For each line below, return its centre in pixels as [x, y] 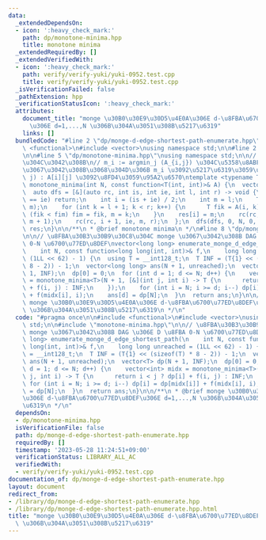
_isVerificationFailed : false [65, 89]
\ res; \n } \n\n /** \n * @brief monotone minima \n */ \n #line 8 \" [129, 229]
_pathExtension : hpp [49, 97]
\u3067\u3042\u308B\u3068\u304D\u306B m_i [93, 170]
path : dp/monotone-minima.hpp [72, 38]
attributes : [35, 112]
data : [17, 15]
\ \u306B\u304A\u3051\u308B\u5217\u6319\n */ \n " [104, 310]
